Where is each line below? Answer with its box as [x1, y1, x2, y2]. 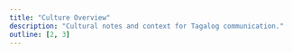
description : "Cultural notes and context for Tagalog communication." [9, 22, 284, 31]
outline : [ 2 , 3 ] [9, 30, 70, 39]
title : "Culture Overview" [9, 13, 111, 22]
